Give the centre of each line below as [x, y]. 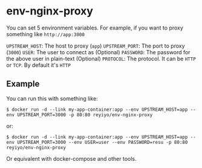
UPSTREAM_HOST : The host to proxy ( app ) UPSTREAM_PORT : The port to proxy [96, 46]
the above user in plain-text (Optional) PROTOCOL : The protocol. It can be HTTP [101, 58]
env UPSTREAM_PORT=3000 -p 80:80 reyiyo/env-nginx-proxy [80, 115]
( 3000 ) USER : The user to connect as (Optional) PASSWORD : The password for [98, 52]
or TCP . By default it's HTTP [39, 65]
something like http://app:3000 [45, 34]
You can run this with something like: [52, 98]
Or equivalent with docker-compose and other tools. [72, 158]
